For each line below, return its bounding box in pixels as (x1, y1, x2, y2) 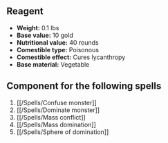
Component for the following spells (6, 80, 162, 92)
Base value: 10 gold (16, 31, 73, 39)
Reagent (6, 5, 44, 17)
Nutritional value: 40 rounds (16, 38, 99, 47)
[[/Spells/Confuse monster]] (16, 98, 97, 107)
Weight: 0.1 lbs (16, 23, 59, 32)
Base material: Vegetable (16, 60, 90, 68)
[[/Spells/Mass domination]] (16, 120, 96, 129)
